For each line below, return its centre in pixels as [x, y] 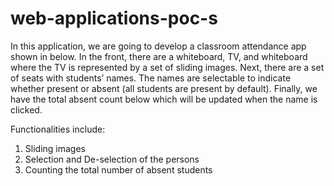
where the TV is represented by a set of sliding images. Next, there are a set [167, 67]
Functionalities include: [58, 129]
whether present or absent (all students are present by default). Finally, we [164, 88]
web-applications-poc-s [114, 18]
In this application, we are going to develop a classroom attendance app [158, 46]
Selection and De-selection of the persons [112, 159]
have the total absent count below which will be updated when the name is [164, 99]
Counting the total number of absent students [118, 169]
